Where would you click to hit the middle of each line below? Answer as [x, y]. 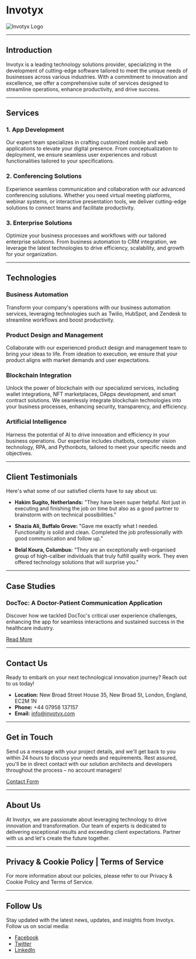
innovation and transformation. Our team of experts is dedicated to [86, 826]
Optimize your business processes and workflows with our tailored [86, 236]
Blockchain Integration [39, 375]
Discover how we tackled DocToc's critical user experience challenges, [92, 616]
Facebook [27, 938]
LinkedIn [25, 950]
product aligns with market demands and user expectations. [78, 360]
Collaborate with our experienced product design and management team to [97, 348]
